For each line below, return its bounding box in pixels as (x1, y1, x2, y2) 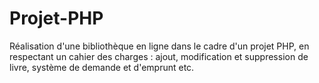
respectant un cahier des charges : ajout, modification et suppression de (9, 50, 309, 62)
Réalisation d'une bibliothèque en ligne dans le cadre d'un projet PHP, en (9, 40, 310, 52)
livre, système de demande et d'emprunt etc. (9, 61, 195, 73)
